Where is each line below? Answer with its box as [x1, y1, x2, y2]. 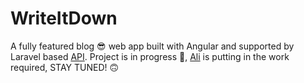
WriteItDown [10, 7, 118, 30]
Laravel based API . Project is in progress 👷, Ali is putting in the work [10, 50, 290, 62]
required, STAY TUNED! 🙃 [10, 61, 120, 73]
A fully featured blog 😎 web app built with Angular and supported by [10, 40, 295, 52]
